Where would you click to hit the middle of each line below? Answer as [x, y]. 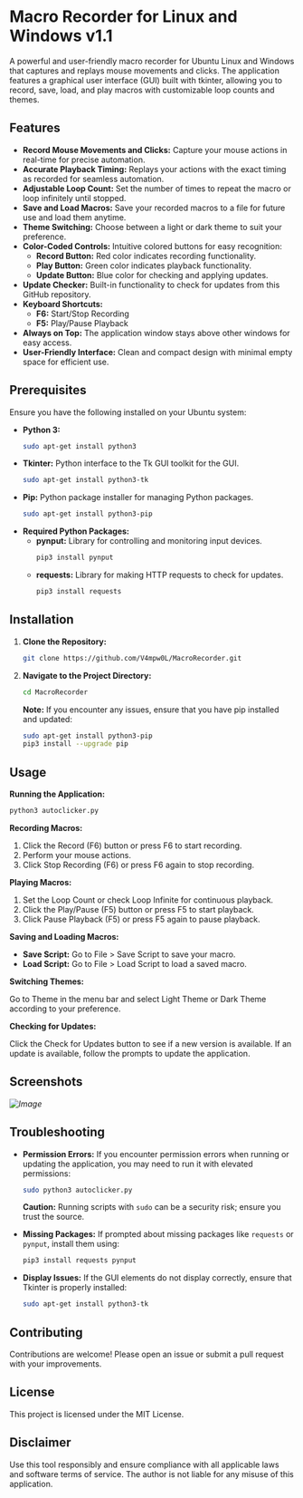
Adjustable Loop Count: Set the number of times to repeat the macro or [157, 188]
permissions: [46, 1173]
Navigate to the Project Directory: [87, 675]
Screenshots [46, 1082]
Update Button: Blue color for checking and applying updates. [152, 275]
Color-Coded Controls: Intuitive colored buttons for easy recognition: [152, 246]
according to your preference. [65, 1009]
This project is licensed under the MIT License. [97, 1414]
